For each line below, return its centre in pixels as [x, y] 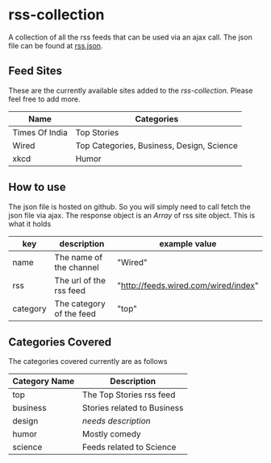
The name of [79, 257]
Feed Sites [35, 71]
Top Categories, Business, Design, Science [156, 145]
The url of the [80, 280]
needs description [116, 421]
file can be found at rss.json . [56, 45]
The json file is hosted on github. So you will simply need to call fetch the [130, 206]
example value [188, 243]
